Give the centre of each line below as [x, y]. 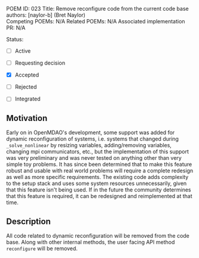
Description [28, 221]
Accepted [27, 75]
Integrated [27, 99]
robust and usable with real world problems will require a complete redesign [100, 171]
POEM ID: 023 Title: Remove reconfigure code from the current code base [98, 9]
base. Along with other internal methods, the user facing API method [91, 242]
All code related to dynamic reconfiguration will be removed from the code [98, 235]
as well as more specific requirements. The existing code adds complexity [97, 177]
